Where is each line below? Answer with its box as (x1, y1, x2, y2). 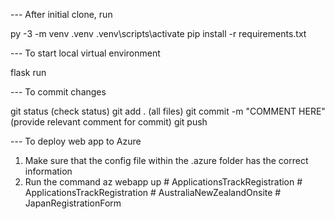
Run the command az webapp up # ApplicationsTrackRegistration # (24, 176, 303, 188)
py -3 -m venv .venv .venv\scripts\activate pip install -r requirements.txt (10, 28, 307, 39)
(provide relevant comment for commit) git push (10, 116, 208, 128)
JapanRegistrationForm (24, 197, 122, 209)
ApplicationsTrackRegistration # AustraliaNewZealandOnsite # (24, 187, 282, 198)
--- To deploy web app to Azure (10, 135, 142, 147)
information (24, 165, 73, 177)
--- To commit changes (10, 86, 107, 98)
